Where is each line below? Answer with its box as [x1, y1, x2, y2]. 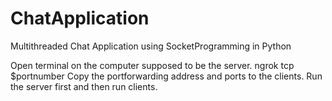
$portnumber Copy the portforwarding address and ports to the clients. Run [10, 70, 323, 82]
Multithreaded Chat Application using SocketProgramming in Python [10, 40, 292, 52]
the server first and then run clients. [10, 80, 158, 92]
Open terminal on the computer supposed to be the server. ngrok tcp [10, 59, 295, 71]
